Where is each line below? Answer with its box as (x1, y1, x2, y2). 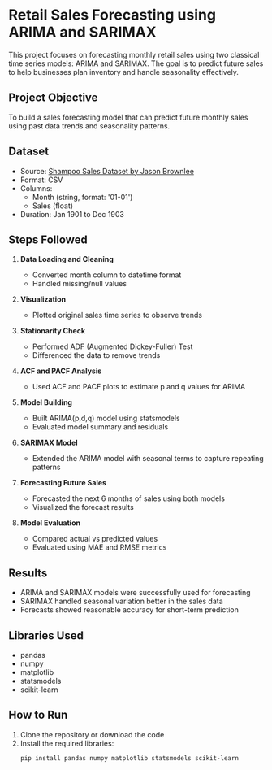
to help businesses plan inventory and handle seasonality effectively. (8, 67, 240, 76)
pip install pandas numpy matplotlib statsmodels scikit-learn (19, 754, 240, 762)
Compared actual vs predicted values (32, 534, 158, 544)
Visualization (19, 294, 67, 304)
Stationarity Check (19, 326, 86, 336)
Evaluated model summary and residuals (32, 422, 169, 432)
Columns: (19, 183, 53, 193)
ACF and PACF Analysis (19, 366, 102, 376)
